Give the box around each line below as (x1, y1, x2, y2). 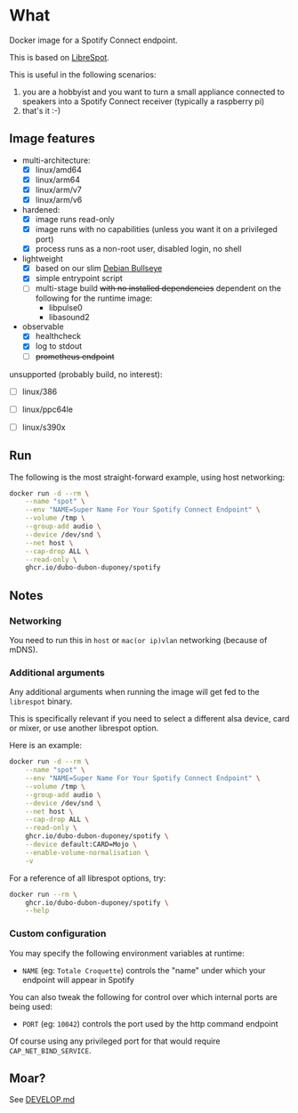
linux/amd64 (35, 164, 83, 174)
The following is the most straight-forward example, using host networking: (9, 472, 286, 482)
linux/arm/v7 (35, 184, 83, 195)
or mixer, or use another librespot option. (9, 722, 159, 734)
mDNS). (9, 644, 38, 655)
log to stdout (35, 341, 83, 351)
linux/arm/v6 (35, 194, 83, 205)
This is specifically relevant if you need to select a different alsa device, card (9, 714, 290, 724)
